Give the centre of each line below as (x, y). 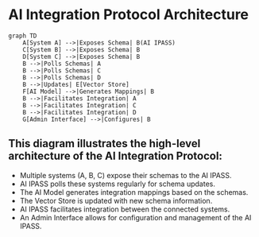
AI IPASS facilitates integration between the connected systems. (125, 209)
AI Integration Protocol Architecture (128, 15)
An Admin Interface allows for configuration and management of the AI (135, 217)
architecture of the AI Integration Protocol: (115, 156)
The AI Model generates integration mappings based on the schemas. (134, 192)
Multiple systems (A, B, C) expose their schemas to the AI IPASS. (126, 175)
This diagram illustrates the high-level (104, 144)
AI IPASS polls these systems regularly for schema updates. (118, 184)
